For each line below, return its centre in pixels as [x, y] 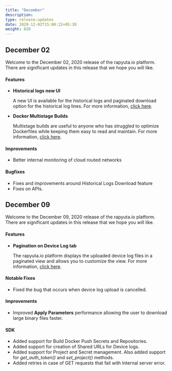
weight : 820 [18, 29]
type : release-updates [30, 19]
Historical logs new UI [36, 91]
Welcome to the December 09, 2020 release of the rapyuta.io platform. [80, 217]
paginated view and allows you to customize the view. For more [80, 261]
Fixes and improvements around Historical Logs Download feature [83, 183]
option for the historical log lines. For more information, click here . [82, 106]
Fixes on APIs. [28, 189]
